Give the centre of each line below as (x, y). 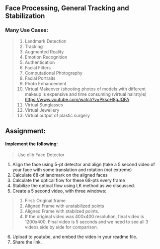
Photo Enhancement (45, 83)
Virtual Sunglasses (44, 105)
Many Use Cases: (27, 30)
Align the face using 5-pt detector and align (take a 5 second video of (83, 165)
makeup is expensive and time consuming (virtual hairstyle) (85, 94)
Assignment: (26, 131)
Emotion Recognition (46, 57)
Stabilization (25, 16)
